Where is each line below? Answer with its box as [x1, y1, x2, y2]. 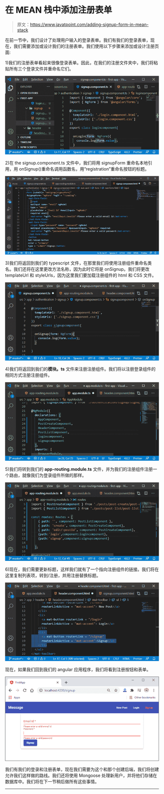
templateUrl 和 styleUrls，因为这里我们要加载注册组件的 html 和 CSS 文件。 [5, 272, 157, 278]
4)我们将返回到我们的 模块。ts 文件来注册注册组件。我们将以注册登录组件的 [5, 366, 156, 372]
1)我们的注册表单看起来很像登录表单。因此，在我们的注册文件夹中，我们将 [5, 60, 154, 65]
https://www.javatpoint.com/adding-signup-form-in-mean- [30, 21, 149, 27]
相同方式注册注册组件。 [5, 372, 52, 378]
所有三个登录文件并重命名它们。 [9, 65, 74, 71]
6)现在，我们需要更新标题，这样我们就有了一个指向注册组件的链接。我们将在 [5, 566, 159, 572]
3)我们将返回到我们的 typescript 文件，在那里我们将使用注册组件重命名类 [5, 260, 152, 266]
